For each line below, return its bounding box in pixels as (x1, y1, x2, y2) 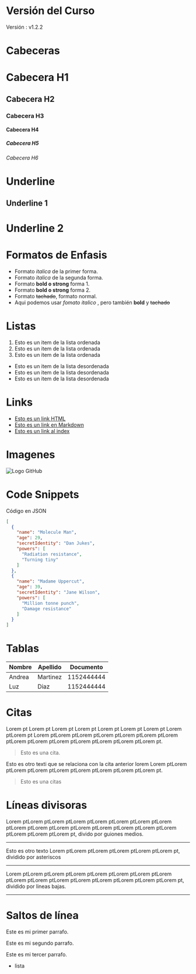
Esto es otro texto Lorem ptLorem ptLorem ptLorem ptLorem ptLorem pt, (6, 847, 180, 854)
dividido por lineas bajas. (6, 883, 66, 890)
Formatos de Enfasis (6, 248, 107, 262)
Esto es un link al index (14, 427, 70, 434)
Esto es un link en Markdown (14, 421, 85, 428)
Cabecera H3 (6, 111, 44, 120)
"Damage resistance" (21, 605, 72, 612)
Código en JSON (6, 507, 47, 514)
